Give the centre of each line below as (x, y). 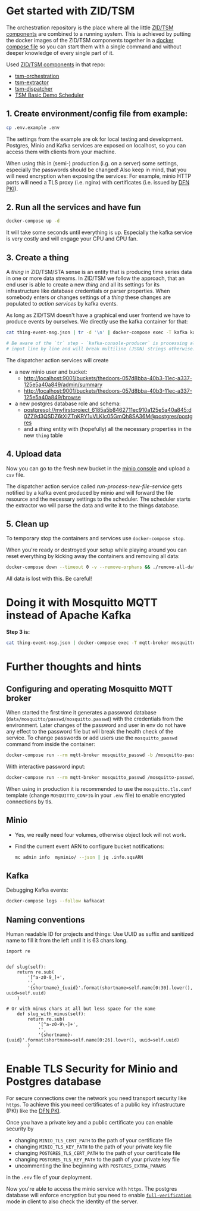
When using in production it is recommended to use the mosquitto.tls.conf (99, 788)
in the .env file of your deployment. (49, 1177)
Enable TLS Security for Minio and (92, 1069)
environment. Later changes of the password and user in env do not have (96, 725)
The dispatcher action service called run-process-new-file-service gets (94, 486)
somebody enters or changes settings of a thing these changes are (89, 297)
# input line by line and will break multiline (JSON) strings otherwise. (101, 349)
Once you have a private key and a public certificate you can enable (90, 1122)
